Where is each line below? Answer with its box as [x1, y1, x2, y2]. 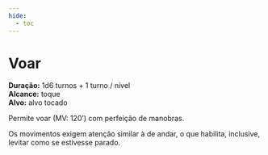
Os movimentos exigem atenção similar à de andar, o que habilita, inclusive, [8, 129, 261, 139]
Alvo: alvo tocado [8, 98, 68, 107]
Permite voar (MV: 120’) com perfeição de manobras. [8, 114, 185, 124]
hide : [8, 11, 27, 20]
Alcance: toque [8, 90, 61, 99]
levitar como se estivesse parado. [8, 138, 121, 148]
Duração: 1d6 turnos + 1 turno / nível [8, 81, 131, 90]
